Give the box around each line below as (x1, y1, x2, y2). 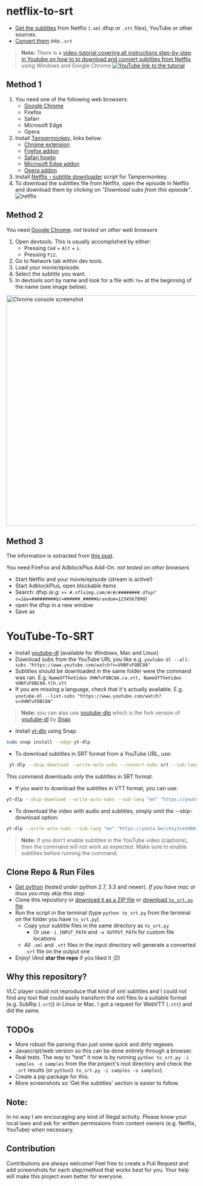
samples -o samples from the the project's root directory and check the (14, 1060, 192, 1068)
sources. (14, 30, 37, 38)
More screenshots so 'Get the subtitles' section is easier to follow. (14, 1079, 179, 1087)
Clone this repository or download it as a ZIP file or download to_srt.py (14, 896, 193, 903)
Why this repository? (6, 972, 88, 982)
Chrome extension (24, 141, 70, 148)
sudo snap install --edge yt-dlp (6, 739, 91, 745)
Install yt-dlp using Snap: (14, 727, 77, 735)
